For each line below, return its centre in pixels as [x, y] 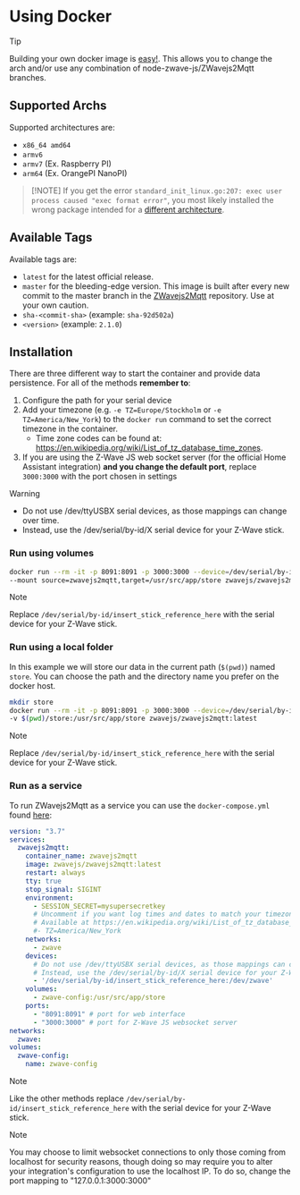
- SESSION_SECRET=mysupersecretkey [99, 906]
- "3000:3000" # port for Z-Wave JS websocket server [135, 1022]
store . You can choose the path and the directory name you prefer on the [144, 676]
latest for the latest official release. [88, 276]
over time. [41, 521]
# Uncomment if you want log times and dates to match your [147, 914]
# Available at [61, 923]
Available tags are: [43, 259]
